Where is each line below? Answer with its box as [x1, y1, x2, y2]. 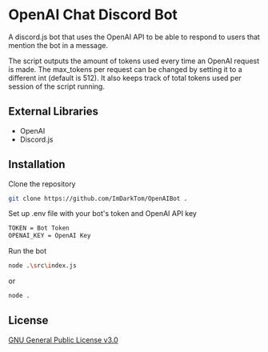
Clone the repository [8, 178, 76, 189]
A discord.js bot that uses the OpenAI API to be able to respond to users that [8, 32, 260, 42]
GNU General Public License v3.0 [8, 334, 118, 345]
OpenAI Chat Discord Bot [8, 6, 178, 24]
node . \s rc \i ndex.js [8, 262, 78, 270]
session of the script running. [8, 82, 106, 91]
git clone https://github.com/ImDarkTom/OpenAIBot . [8, 194, 188, 202]
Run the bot [8, 246, 47, 256]
